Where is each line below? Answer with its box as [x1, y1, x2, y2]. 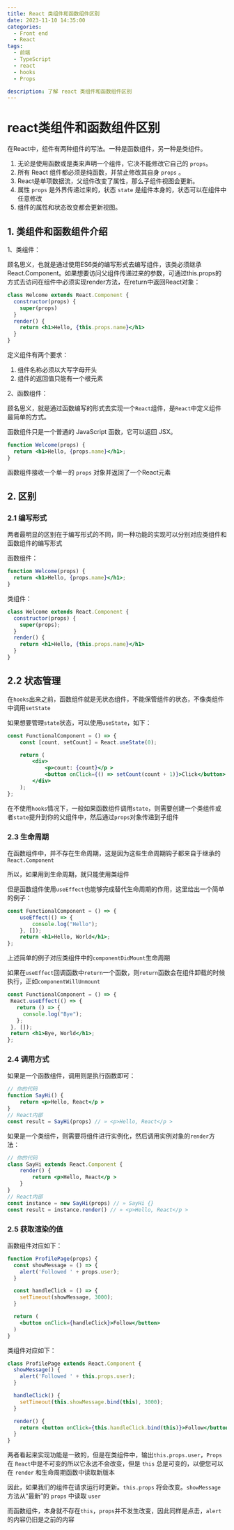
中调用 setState [7, 703, 51, 712]
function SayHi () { [7, 1092, 64, 1099]
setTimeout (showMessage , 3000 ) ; [19, 1294, 114, 1301]
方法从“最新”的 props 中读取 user [7, 1492, 101, 1500]
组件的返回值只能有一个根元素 [17, 375, 103, 382]
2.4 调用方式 [7, 1055, 50, 1064]
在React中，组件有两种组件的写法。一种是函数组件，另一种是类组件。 [7, 145, 207, 153]
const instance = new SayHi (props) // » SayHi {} [7, 1199, 155, 1206]
